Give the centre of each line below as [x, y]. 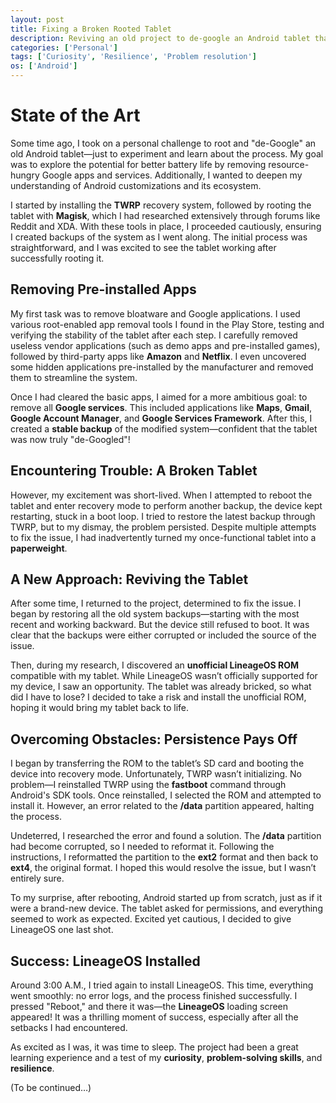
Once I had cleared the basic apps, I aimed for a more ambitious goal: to [159, 397]
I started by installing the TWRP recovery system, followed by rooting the [161, 205]
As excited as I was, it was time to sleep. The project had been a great [154, 1047]
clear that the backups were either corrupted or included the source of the [163, 635]
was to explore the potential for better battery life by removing [138, 164]
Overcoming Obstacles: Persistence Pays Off [154, 739]
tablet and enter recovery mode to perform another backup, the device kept [166, 505]
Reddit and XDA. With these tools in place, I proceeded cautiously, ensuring [166, 226]
